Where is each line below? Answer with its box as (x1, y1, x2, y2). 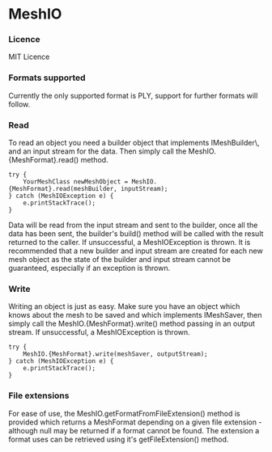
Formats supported (8, 72, 87, 83)
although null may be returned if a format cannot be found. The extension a (8, 425, 260, 435)
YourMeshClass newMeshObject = (23, 178, 129, 186)
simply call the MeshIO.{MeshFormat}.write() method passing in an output (8, 319, 255, 328)
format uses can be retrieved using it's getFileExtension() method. (8, 434, 229, 444)
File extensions (8, 390, 70, 401)
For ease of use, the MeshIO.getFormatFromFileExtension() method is (8, 408, 240, 418)
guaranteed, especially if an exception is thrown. (8, 264, 171, 273)
